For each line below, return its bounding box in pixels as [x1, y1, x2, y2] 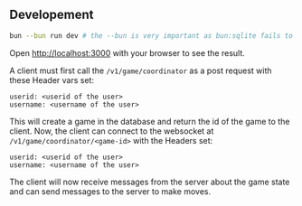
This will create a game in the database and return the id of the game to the [9, 116, 290, 126]
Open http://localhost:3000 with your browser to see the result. [9, 47, 246, 58]
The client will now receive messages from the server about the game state [9, 176, 290, 187]
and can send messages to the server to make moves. [9, 185, 211, 197]
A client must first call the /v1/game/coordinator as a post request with [9, 65, 273, 76]
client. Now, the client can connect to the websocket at [9, 126, 214, 136]
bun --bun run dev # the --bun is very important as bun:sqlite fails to [9, 31, 294, 40]
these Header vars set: [9, 74, 95, 85]
